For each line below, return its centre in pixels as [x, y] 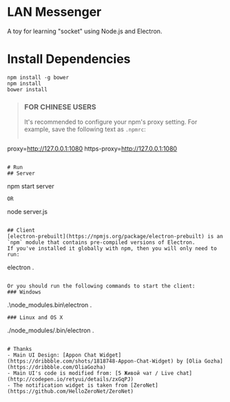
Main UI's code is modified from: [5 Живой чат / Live [94, 374]
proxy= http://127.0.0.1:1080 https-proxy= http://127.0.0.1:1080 [92, 149]
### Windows [24, 292]
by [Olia [189, 361]
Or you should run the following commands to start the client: [101, 286]
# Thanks [20, 350]
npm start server [31, 186]
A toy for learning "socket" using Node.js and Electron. [85, 31]
